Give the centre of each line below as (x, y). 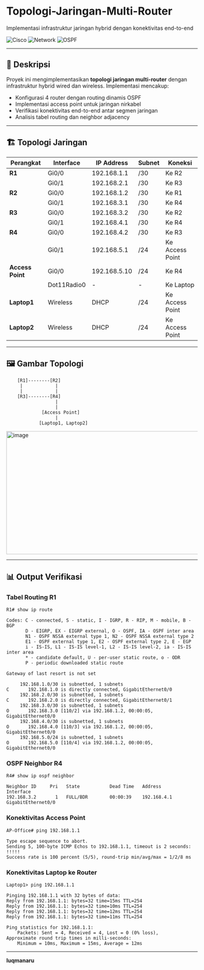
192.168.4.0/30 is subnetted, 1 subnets (71, 722)
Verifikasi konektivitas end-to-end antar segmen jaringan (86, 110)
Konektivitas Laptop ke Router (52, 872)
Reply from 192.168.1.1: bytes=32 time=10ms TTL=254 (74, 906)
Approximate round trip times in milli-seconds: (69, 938)
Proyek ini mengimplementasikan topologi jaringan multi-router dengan (97, 79)
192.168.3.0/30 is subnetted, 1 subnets (71, 706)
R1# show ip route (29, 610)
